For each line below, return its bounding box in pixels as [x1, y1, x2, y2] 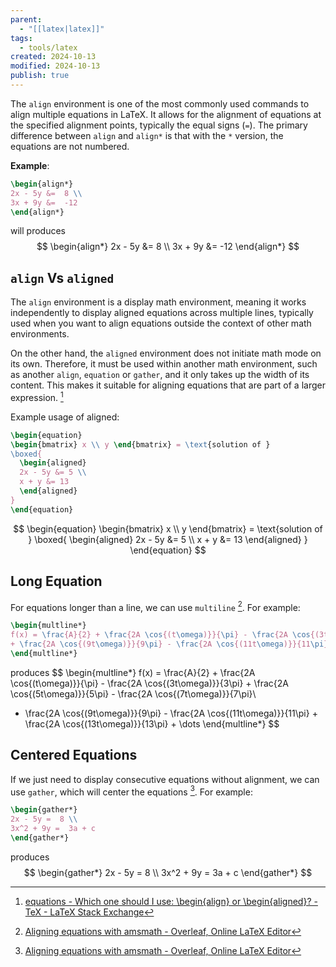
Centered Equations [10, 747, 138, 764]
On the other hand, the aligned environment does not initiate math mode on [10, 347, 322, 360]
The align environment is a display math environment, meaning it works [10, 296, 307, 308]
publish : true [10, 71, 70, 81]
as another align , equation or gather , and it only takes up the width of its [10, 369, 310, 381]
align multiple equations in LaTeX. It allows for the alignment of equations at [10, 108, 322, 120]
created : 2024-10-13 [10, 52, 97, 62]
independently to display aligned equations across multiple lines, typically [10, 307, 314, 319]
